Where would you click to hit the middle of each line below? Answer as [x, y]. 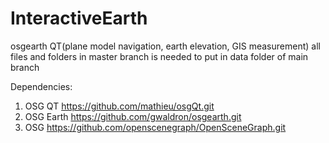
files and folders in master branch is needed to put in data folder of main [159, 56]
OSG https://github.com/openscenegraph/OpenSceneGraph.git [155, 127]
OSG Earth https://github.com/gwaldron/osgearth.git [133, 116]
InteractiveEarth [79, 18]
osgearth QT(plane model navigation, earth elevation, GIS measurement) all [165, 46]
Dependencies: [41, 86]
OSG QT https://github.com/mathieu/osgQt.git [119, 106]
